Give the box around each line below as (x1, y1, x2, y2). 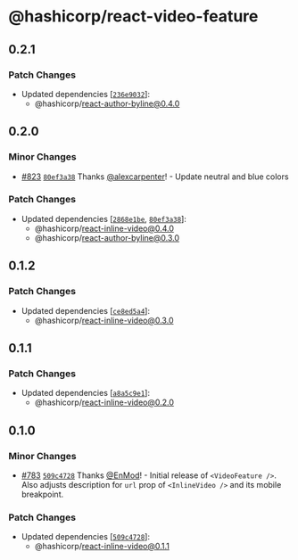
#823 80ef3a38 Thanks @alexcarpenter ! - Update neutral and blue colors (21, 171, 289, 182)
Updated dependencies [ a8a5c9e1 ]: (21, 388, 151, 399)
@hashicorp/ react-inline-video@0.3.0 (34, 315, 174, 325)
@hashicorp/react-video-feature (8, 6, 259, 27)
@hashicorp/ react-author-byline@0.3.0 (34, 232, 180, 243)
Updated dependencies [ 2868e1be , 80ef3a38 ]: (21, 213, 186, 224)
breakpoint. (21, 489, 64, 499)
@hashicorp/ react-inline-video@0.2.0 (34, 397, 175, 408)
